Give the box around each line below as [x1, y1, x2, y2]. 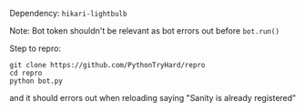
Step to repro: [9, 43, 62, 54]
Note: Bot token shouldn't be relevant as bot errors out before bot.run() [9, 25, 280, 36]
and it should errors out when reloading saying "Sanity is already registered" [9, 93, 297, 103]
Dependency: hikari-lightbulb [9, 8, 127, 18]
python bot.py [9, 76, 64, 86]
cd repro [9, 68, 43, 77]
